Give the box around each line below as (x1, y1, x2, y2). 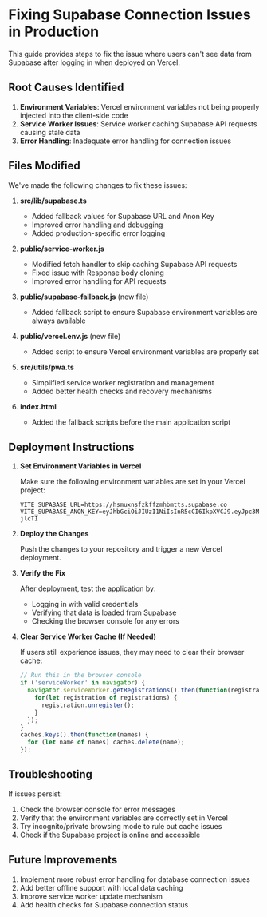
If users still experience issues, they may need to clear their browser (19, 648, 245, 657)
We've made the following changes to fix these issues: (8, 180, 187, 189)
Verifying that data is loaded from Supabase (31, 608, 177, 617)
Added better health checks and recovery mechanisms (31, 386, 213, 396)
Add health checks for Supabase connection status (19, 899, 189, 909)
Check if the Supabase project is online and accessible (19, 830, 201, 839)
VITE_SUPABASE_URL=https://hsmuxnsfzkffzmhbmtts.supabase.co (19, 501, 228, 509)
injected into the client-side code (19, 110, 129, 120)
